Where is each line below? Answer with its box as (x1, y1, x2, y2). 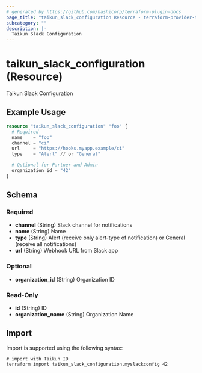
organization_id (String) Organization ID (14, 276, 115, 283)
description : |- (6, 25, 47, 32)
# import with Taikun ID (6, 356, 69, 362)
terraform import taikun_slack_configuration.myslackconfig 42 (6, 361, 168, 367)
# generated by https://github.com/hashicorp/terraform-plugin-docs (6, 8, 182, 15)
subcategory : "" (6, 20, 47, 26)
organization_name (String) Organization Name (14, 311, 134, 318)
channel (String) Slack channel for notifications (14, 221, 133, 229)
